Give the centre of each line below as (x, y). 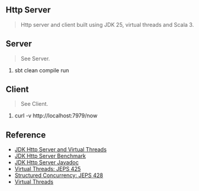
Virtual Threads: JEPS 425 (47, 169)
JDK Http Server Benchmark (50, 156)
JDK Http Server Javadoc (47, 162)
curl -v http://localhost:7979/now (56, 116)
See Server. (35, 58)
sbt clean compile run (42, 70)
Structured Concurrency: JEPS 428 (59, 175)
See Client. (34, 104)
